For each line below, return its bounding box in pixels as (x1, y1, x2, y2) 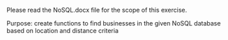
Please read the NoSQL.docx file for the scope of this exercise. (6, 6, 188, 14)
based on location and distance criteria (6, 27, 119, 34)
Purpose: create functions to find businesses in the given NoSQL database (6, 19, 221, 27)
